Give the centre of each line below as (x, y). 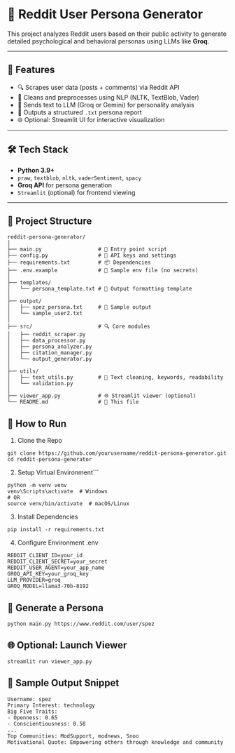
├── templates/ (29, 283)
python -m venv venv (37, 486)
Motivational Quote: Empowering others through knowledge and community (115, 742)
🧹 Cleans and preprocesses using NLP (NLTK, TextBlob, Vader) (108, 97)
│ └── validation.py (40, 384)
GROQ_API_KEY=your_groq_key (48, 574)
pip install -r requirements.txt (56, 530)
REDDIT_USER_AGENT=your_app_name (56, 568)
